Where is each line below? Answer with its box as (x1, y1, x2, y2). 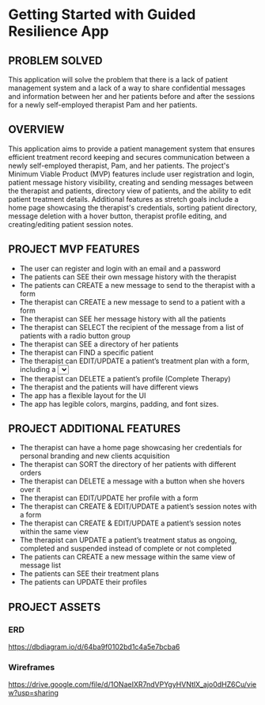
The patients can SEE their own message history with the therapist (19, 271, 237, 282)
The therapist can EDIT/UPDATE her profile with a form (19, 493, 199, 503)
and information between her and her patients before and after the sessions (8, 92, 256, 100)
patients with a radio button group (19, 331, 131, 340)
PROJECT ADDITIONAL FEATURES (8, 422, 181, 436)
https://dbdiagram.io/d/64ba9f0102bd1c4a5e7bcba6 (8, 642, 180, 652)
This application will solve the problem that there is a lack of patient (8, 75, 229, 84)
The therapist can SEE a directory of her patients (19, 339, 180, 349)
